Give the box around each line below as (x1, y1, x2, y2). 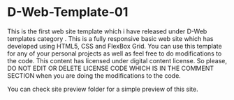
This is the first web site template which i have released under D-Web (7, 27, 207, 35)
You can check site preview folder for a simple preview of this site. (7, 85, 199, 93)
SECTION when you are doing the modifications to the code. (7, 71, 182, 80)
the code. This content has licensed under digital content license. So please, (7, 56, 227, 65)
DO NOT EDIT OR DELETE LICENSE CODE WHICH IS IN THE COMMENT (7, 64, 214, 72)
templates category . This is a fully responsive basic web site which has (7, 34, 214, 42)
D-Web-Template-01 (7, 4, 129, 20)
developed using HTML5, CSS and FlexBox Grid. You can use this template (7, 42, 222, 50)
